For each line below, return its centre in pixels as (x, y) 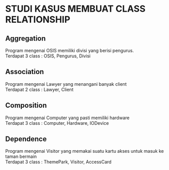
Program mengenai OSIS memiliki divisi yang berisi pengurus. (70, 50)
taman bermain (21, 157)
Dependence (26, 139)
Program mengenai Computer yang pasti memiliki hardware (67, 118)
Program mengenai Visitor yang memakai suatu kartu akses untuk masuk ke (84, 151)
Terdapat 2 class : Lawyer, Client (39, 89)
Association (25, 72)
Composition (26, 105)
